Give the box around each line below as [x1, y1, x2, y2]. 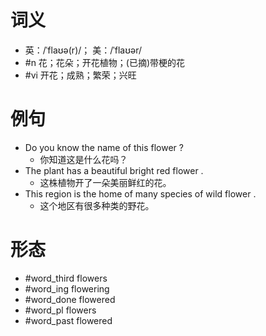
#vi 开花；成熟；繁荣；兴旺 [24, 69, 137, 81]
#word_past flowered [24, 314, 113, 326]
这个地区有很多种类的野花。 [39, 199, 155, 211]
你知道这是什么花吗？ [39, 153, 128, 165]
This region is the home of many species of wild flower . [24, 187, 257, 200]
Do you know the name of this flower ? [24, 141, 184, 153]
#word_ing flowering [24, 282, 110, 295]
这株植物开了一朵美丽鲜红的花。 [39, 176, 172, 188]
